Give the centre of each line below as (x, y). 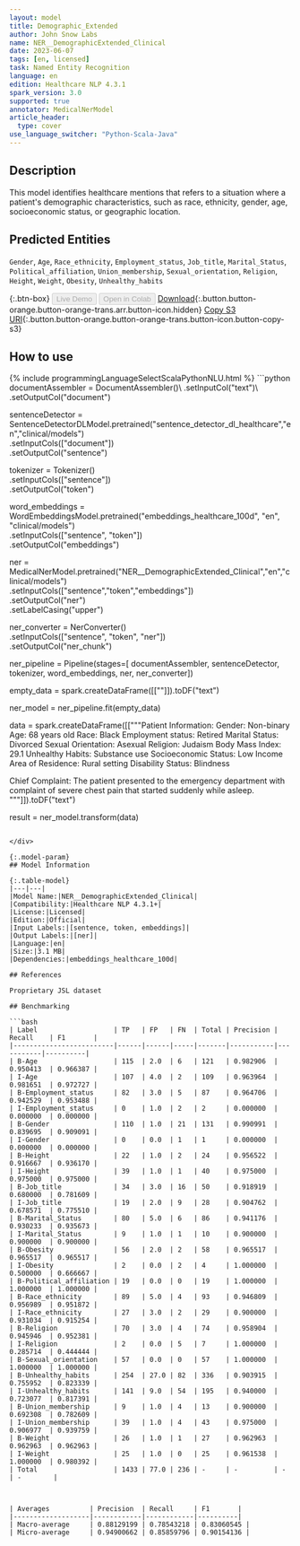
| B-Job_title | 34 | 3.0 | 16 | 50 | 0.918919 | (144, 1187)
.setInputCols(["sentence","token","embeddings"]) (102, 591)
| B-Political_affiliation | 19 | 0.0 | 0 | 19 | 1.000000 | (144, 1281)
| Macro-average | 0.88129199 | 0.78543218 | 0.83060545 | (130, 1525)
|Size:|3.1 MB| (38, 952)
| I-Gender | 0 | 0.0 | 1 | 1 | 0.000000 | (144, 1140)
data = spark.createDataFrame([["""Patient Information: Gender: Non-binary (150, 725)
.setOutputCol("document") (60, 397)
